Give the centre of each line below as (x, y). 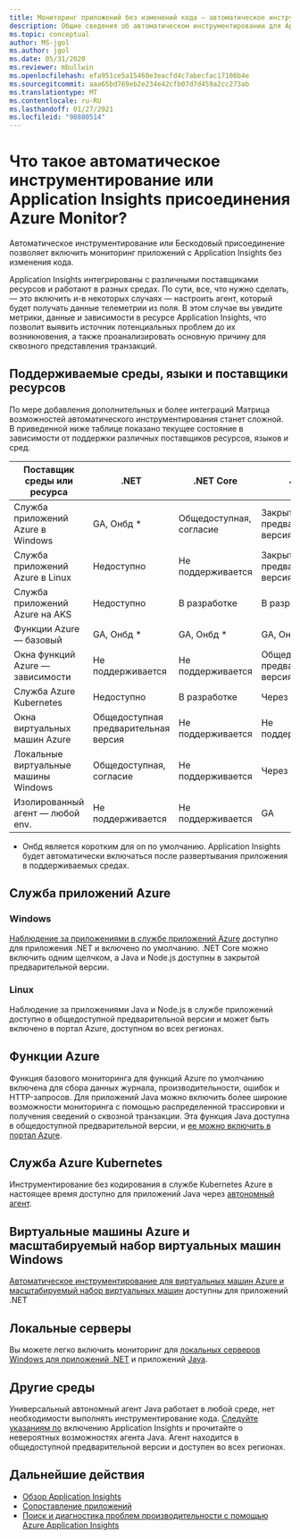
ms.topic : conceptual (50, 34)
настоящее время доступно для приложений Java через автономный (142, 1194)
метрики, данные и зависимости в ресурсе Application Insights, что (138, 317)
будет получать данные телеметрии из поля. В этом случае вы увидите (146, 308)
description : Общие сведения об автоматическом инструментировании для (145, 26)
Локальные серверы (71, 1328)
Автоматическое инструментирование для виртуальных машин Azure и (147, 1281)
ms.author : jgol (39, 51)
